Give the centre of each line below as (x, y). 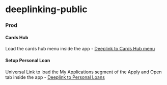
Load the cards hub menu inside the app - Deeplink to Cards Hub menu (80, 49)
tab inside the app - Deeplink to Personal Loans (55, 77)
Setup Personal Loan (28, 60)
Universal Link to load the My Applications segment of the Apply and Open (83, 72)
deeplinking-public (46, 9)
